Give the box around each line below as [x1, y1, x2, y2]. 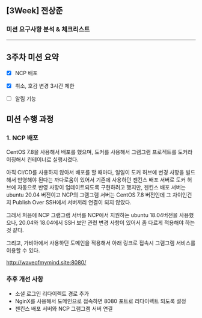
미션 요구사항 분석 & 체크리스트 [6, 25, 90, 34]
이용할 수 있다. [6, 247, 40, 254]
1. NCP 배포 [6, 134, 39, 142]
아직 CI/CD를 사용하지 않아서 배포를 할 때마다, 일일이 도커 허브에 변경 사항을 [6, 169, 185, 176]
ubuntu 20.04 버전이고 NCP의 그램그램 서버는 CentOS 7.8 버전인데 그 [6, 191, 171, 198]
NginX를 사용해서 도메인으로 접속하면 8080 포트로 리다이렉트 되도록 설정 [14, 297, 186, 305]
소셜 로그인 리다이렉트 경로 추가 [14, 290, 89, 297]
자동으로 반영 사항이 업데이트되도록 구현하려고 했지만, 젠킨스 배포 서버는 [17, 184, 186, 191]
